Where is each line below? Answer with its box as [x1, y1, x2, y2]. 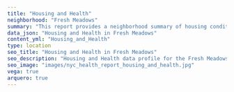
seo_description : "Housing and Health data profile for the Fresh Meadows [7, 55, 229, 62]
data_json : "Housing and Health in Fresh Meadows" [7, 29, 157, 37]
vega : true [7, 68, 39, 75]
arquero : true [7, 74, 49, 82]
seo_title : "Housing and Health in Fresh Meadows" [7, 49, 157, 56]
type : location [7, 42, 52, 49]
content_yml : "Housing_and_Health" [7, 36, 111, 43]
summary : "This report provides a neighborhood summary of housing [7, 23, 208, 30]
